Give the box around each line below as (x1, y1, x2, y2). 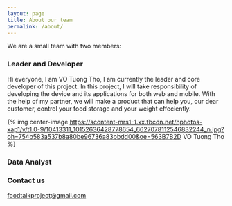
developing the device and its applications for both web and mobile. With (7, 89, 215, 97)
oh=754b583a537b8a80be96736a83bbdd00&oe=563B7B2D (7, 132, 182, 140)
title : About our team (7, 17, 73, 24)
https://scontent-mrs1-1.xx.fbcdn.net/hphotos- (69, 118, 203, 126)
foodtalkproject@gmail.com (7, 191, 87, 199)
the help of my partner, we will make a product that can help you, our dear (7, 97, 219, 105)
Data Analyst (7, 157, 52, 167)
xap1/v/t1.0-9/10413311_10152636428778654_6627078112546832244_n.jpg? (7, 125, 225, 133)
